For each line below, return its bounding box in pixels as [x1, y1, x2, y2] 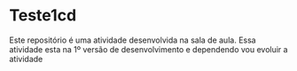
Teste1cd [9, 5, 77, 26]
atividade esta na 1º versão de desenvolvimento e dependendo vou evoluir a [9, 43, 288, 54]
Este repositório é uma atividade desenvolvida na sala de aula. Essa [9, 35, 256, 45]
